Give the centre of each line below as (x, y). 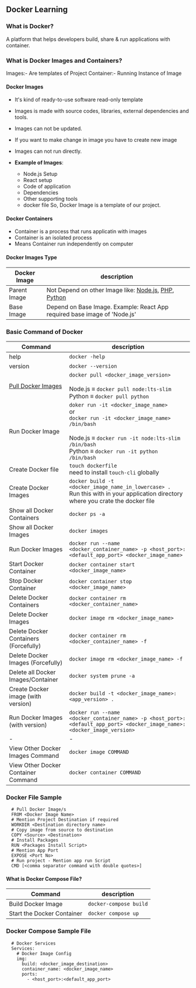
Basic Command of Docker (45, 331)
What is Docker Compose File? (44, 878)
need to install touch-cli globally (114, 472)
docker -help (87, 356)
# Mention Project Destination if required (65, 820)
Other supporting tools (50, 199)
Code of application (47, 186)
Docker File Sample (34, 797)
